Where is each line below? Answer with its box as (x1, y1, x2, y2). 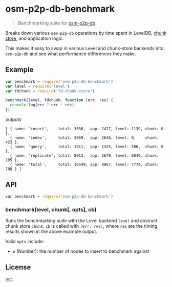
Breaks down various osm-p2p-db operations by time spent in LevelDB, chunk (5, 30, 167, 36)
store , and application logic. (5, 35, 64, 41)
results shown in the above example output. (5, 228, 97, 234)
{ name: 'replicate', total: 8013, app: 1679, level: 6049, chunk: (10, 153, 159, 158)
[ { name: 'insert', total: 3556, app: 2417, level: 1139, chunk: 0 (5, 126, 164, 131)
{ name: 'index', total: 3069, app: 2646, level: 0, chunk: (10, 135, 159, 140)
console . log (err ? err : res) (10, 103, 74, 108)
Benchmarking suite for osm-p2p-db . (17, 20, 97, 26)
